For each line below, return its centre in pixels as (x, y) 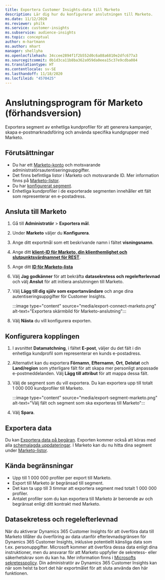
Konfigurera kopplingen (42, 336)
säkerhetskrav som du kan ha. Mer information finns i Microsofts (71, 557)
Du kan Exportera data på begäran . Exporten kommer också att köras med (81, 440)
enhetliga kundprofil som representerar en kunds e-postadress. (77, 353)
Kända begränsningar (39, 466)
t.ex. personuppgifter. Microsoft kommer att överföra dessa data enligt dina (81, 547)
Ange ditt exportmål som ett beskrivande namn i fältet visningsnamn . (83, 242)
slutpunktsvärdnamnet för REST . (47, 257)
